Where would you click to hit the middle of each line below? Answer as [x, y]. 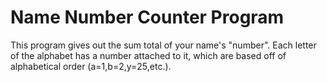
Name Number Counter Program [147, 17]
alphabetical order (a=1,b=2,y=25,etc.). [91, 66]
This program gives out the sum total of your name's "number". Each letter [163, 45]
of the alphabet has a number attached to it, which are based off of [148, 55]
